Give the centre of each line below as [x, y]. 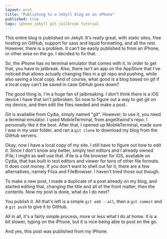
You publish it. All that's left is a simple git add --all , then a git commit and [83, 202]
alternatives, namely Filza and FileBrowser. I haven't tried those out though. [83, 172]
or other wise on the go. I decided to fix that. [51, 54]
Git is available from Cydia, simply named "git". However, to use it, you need [83, 115]
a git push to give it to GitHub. [36, 207]
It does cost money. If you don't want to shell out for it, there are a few [77, 166]
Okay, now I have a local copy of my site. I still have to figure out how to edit [83, 145]
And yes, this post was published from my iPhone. [57, 232]
